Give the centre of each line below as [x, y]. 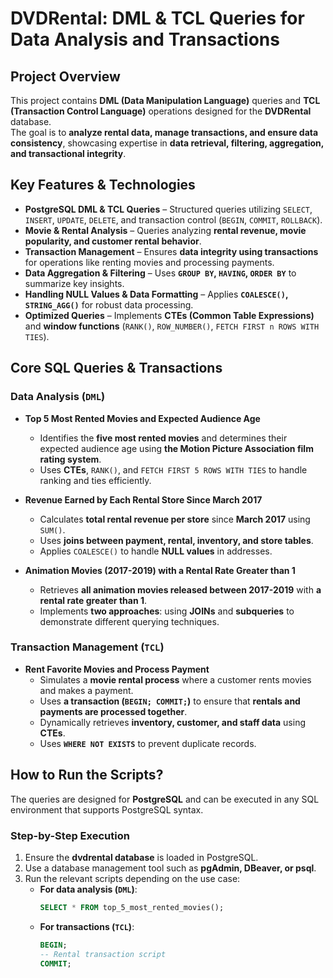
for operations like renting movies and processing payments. [149, 262]
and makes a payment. [86, 690]
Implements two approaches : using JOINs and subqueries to [167, 611]
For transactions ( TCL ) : [87, 926]
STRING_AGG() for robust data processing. [109, 304]
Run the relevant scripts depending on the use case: [132, 878]
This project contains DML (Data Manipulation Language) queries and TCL [165, 100]
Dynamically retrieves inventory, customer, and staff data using [173, 722]
